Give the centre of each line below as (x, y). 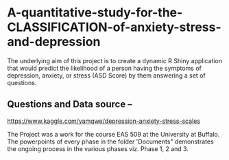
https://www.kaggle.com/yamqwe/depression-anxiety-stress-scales (104, 121)
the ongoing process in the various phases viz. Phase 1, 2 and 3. (98, 148)
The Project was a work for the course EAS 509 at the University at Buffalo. (113, 134)
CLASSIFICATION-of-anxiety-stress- (114, 27)
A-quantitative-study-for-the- (95, 13)
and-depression (54, 42)
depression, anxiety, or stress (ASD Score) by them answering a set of (106, 75)
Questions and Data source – (70, 104)
